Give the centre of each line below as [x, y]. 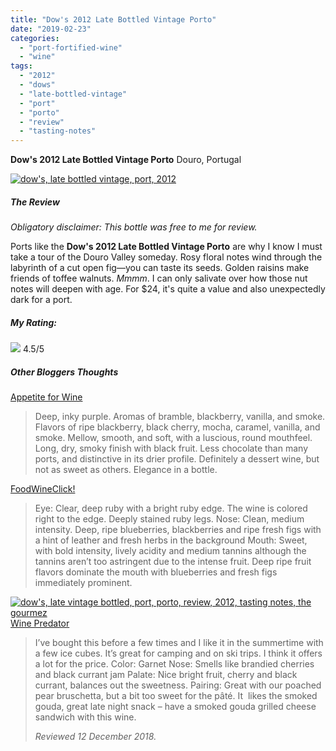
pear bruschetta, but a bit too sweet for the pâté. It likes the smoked [176, 696]
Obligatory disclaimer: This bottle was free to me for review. [134, 227]
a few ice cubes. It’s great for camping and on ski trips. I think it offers [178, 653]
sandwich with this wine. [85, 717]
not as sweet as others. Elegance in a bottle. [126, 470]
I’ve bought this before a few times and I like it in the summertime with [179, 643]
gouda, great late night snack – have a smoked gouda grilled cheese [175, 707]
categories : [35, 38]
